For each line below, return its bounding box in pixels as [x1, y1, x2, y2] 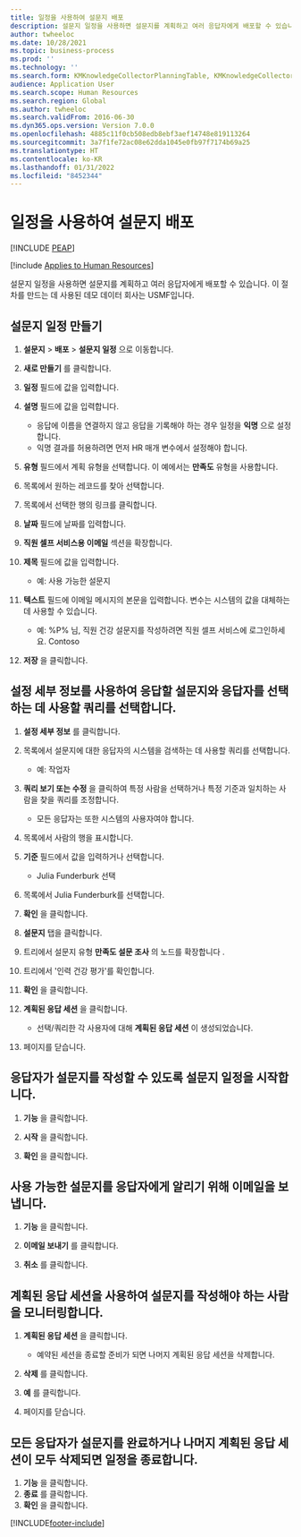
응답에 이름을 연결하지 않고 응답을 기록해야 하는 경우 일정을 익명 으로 [36, 420, 275, 431]
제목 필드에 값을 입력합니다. [22, 557, 120, 567]
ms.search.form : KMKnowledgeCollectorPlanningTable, [10, 72, 211, 81]
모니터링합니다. [23, 1304, 104, 1320]
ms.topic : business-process [10, 47, 115, 56]
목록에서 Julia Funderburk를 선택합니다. [22, 889, 164, 900]
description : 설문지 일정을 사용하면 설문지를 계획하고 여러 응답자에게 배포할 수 [10, 21, 272, 30]
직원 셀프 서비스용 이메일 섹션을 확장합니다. [22, 538, 173, 548]
